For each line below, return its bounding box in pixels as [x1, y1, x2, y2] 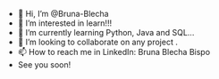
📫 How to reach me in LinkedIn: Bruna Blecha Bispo [17, 47, 211, 57]
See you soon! [17, 59, 72, 70]
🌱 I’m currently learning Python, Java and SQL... [17, 28, 195, 37]
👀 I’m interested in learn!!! [17, 18, 113, 28]
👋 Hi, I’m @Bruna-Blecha [17, 9, 109, 19]
